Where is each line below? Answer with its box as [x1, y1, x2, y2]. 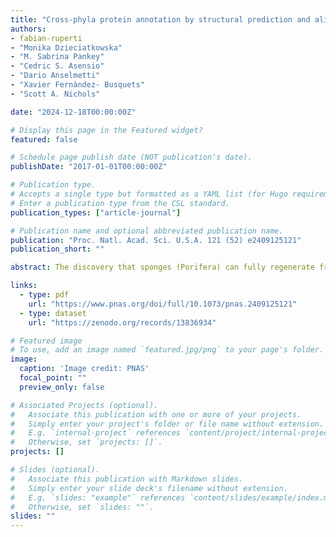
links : [10, 281, 38, 291]
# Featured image [10, 336, 83, 346]
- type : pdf [19, 290, 70, 300]
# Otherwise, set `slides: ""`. [10, 502, 155, 512]
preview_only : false [19, 382, 105, 392]
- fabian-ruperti [10, 33, 83, 43]
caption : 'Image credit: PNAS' [19, 364, 150, 374]
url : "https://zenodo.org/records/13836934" [28, 317, 217, 328]
